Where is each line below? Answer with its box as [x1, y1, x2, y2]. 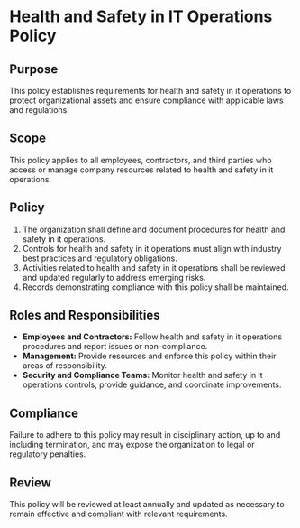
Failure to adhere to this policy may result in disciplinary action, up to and [9, 430, 281, 440]
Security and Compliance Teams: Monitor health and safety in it [22, 370, 263, 381]
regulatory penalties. [9, 449, 86, 459]
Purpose [9, 61, 59, 77]
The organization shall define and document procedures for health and [22, 224, 286, 235]
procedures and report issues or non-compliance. [22, 341, 208, 352]
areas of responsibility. [22, 360, 108, 371]
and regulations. [9, 105, 70, 115]
